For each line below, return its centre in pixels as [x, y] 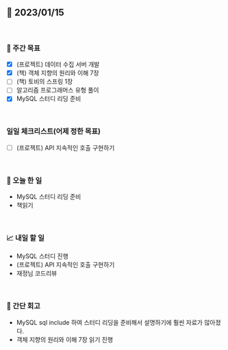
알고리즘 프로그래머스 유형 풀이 [58, 90]
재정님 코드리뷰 [37, 273]
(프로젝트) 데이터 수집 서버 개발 [58, 64]
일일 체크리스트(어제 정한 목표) [53, 132]
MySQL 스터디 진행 [42, 256]
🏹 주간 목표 [23, 48]
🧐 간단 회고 [23, 306]
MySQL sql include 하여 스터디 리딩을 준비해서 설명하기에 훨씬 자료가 [110, 322]
